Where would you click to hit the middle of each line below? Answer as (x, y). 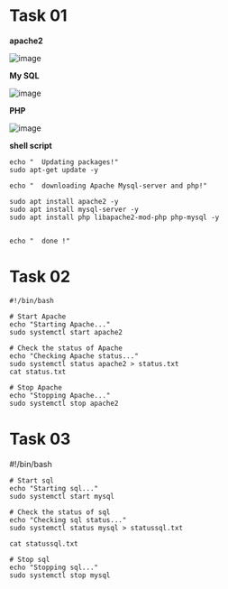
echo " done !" (40, 241)
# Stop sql (30, 559)
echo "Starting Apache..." (60, 324)
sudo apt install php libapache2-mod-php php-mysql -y (114, 217)
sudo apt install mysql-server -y (74, 209)
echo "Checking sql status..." (68, 520)
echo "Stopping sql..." (54, 567)
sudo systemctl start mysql (62, 496)
